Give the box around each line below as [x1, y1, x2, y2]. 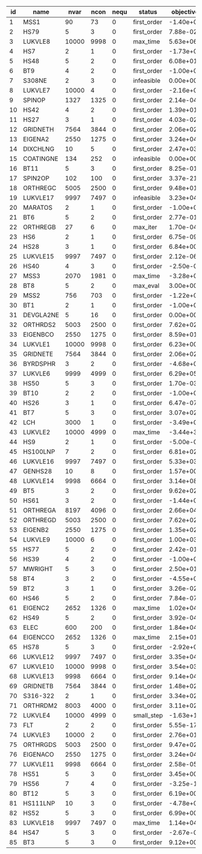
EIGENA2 [23, 135, 49, 143]
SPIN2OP [23, 174, 50, 182]
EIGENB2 [23, 526, 49, 534]
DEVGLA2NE [23, 311, 60, 319]
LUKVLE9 [23, 535, 50, 543]
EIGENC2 [23, 604, 50, 612]
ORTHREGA [23, 506, 57, 514]
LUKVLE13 [23, 673, 54, 680]
